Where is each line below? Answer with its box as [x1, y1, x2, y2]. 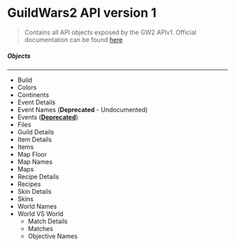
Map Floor [17, 150, 48, 158]
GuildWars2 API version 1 [7, 5, 157, 21]
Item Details [17, 135, 52, 143]
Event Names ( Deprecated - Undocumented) [17, 105, 148, 113]
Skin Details [17, 187, 52, 195]
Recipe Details [17, 172, 59, 181]
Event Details [17, 98, 56, 106]
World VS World [17, 209, 64, 218]
